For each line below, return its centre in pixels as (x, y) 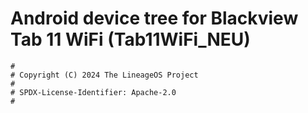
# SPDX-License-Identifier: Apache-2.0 (93, 92)
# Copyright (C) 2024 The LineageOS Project (104, 75)
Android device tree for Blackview (154, 18)
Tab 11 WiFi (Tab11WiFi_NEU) (130, 39)
